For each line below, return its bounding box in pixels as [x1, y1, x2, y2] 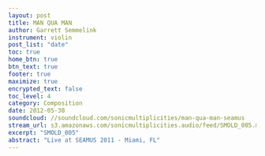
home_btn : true [8, 56, 58, 64]
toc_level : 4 [8, 92, 51, 100]
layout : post [8, 11, 51, 20]
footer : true [8, 70, 51, 78]
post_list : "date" [8, 41, 69, 49]
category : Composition [8, 99, 83, 107]
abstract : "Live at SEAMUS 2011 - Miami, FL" [8, 136, 160, 144]
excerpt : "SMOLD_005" [8, 128, 80, 136]
